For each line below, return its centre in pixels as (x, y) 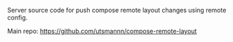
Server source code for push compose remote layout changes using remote (117, 10)
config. (18, 17)
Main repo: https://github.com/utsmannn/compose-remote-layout (102, 31)
